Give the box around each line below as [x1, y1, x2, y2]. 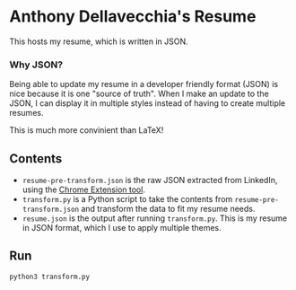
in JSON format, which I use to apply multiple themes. [22, 223, 222, 233]
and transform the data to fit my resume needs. [80, 204, 256, 215]
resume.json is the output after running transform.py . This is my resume [22, 213, 288, 224]
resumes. [9, 108, 44, 119]
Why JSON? [9, 58, 64, 71]
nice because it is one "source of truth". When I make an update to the [9, 88, 269, 100]
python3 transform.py [9, 272, 91, 281]
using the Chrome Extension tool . [22, 184, 146, 195]
